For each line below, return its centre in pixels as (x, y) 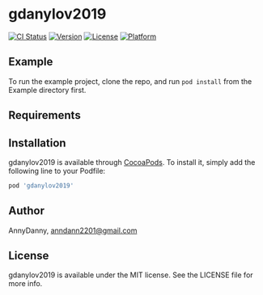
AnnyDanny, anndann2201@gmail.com (73, 230)
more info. (25, 284)
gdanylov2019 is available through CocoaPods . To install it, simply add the (132, 162)
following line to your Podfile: (57, 171)
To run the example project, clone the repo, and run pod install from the (130, 81)
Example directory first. (47, 90)
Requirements (45, 115)
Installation (37, 143)
